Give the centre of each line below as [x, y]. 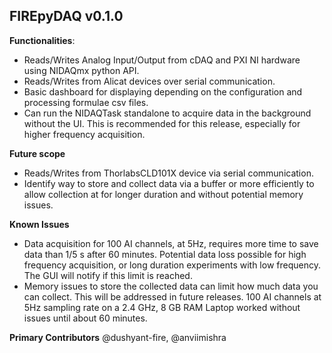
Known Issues [39, 224]
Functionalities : [42, 40]
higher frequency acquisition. [84, 134]
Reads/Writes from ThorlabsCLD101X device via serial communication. [168, 173]
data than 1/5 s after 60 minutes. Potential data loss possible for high [165, 254]
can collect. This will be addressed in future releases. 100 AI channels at [172, 296]
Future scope [37, 153]
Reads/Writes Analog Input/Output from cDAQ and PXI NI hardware [162, 60]
